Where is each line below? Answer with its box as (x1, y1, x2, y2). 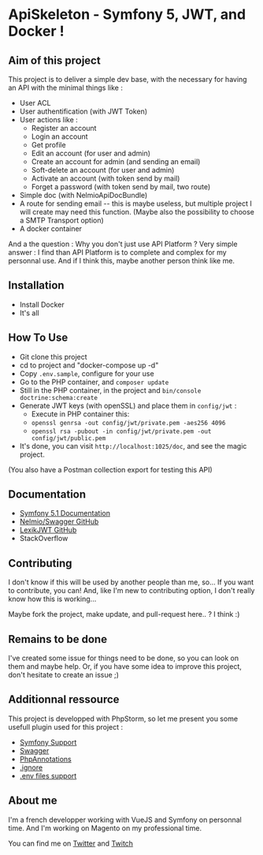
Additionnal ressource (8, 693, 120, 707)
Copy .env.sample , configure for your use (19, 368, 155, 378)
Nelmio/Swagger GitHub (19, 517, 99, 526)
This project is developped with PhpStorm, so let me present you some (8, 714, 239, 723)
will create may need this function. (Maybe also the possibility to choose (19, 207, 254, 216)
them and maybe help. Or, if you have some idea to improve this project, (8, 662, 242, 671)
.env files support (19, 771, 77, 780)
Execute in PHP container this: (31, 409, 130, 419)
